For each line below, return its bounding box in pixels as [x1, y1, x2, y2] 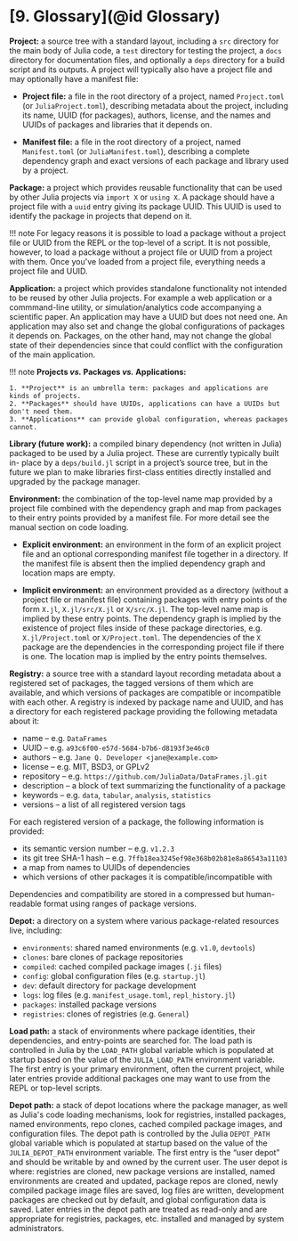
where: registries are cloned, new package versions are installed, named [9, 1165, 276, 1177]
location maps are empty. [21, 567, 116, 578]
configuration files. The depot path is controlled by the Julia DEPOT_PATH [9, 1128, 270, 1139]
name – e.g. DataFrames [21, 732, 108, 743]
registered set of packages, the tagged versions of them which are [9, 677, 254, 688]
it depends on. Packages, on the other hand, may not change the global [9, 330, 272, 340]
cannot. [9, 422, 38, 431]
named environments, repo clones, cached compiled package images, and [9, 1118, 283, 1129]
